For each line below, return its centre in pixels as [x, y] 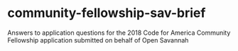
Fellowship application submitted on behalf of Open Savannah [98, 40]
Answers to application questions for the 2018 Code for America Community [119, 33]
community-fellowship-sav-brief [107, 13]
